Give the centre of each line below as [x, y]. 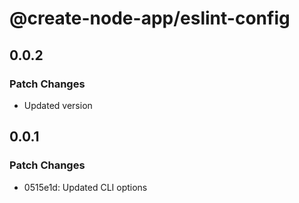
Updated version [58, 105]
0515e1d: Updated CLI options [85, 187]
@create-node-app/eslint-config [150, 18]
